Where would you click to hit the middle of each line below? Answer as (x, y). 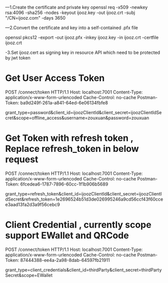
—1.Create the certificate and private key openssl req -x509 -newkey (76, 7)
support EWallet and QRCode (67, 235)
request (22, 160)
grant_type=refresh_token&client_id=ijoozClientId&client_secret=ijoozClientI (83, 194)
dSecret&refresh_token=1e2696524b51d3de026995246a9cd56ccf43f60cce (84, 199)
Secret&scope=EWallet (29, 275)
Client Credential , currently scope (78, 225)
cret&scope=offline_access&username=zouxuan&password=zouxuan (77, 118)
